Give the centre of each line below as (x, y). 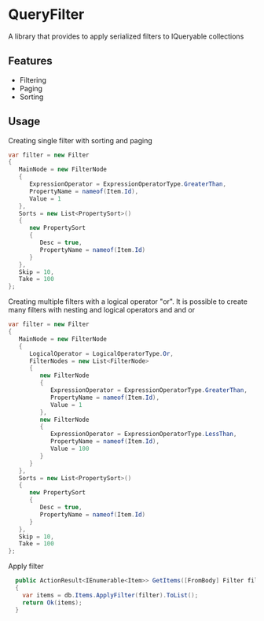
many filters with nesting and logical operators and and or (101, 310)
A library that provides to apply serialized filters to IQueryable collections (126, 36)
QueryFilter (46, 15)
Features (30, 61)
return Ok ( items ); (52, 603)
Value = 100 (70, 449)
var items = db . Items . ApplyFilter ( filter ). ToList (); (110, 595)
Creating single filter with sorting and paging (81, 140)
